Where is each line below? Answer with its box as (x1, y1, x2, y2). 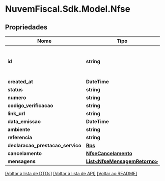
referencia (7, 134, 32, 141)
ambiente (7, 126, 30, 133)
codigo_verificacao (7, 102, 54, 109)
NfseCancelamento (85, 150, 133, 156)
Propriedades (5, 23, 48, 31)
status (7, 86, 23, 93)
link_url (7, 110, 26, 117)
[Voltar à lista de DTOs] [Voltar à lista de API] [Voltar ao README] (5, 171, 137, 176)
